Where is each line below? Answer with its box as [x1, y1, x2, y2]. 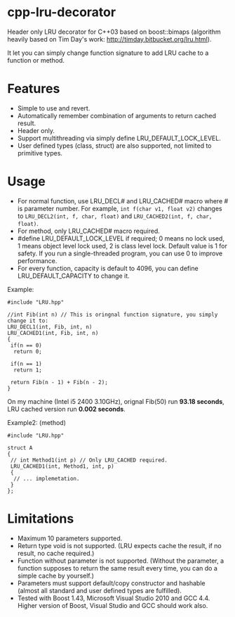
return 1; [13, 367, 42, 374]
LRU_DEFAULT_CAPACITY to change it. [17, 272, 130, 280]
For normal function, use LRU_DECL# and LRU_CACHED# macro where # [17, 196, 229, 205]
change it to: [7, 317, 49, 324]
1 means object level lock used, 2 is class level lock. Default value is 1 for [17, 241, 228, 250]
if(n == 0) [10, 342, 42, 349]
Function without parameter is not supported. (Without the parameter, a [17, 556, 224, 565]
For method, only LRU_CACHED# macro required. [17, 227, 160, 235]
